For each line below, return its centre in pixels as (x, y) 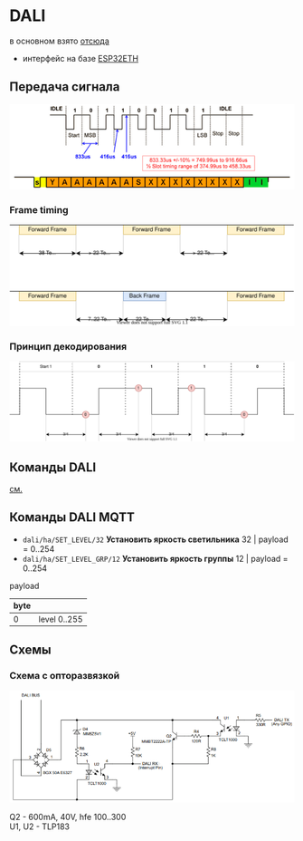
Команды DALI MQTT (72, 517)
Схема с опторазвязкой (65, 676)
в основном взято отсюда (60, 41)
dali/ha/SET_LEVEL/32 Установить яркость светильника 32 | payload (156, 539)
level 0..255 (61, 619)
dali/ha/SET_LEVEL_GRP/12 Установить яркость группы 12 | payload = (155, 558)
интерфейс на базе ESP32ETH (80, 58)
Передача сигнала (65, 87)
